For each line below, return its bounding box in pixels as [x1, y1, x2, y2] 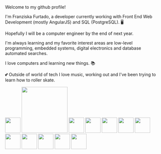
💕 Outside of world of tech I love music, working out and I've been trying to [5, 72, 156, 77]
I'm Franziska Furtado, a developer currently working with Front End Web [5, 14, 153, 19]
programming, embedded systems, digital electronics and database [5, 45, 141, 51]
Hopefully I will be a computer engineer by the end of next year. [5, 30, 134, 36]
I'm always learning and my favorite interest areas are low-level [5, 40, 133, 46]
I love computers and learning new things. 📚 [5, 60, 95, 66]
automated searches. [5, 51, 48, 56]
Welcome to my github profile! [5, 4, 66, 10]
